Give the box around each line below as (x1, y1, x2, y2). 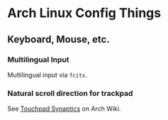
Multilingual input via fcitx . (7, 70, 87, 79)
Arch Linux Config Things (7, 5, 162, 21)
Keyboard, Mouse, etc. (7, 33, 110, 45)
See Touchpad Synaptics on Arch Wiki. (7, 104, 121, 113)
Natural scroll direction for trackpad (7, 88, 133, 98)
